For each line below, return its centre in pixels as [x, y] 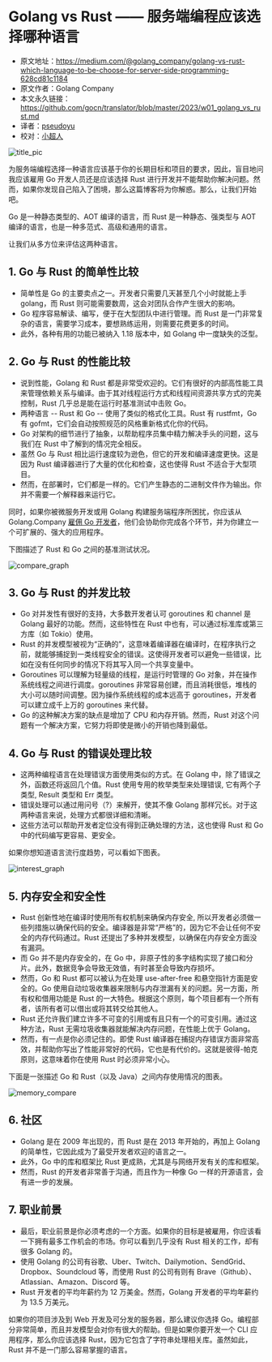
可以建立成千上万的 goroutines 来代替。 [86, 705]
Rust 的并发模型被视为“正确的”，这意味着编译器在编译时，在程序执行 [134, 644]
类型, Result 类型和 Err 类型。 [69, 795]
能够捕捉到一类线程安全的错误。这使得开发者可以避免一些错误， [148, 655]
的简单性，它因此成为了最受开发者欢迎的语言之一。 [105, 1151]
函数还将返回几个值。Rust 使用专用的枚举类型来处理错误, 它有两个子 [148, 784]
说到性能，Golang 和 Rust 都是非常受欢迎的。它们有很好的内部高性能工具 [142, 383]
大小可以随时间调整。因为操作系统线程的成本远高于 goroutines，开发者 [138, 695]
